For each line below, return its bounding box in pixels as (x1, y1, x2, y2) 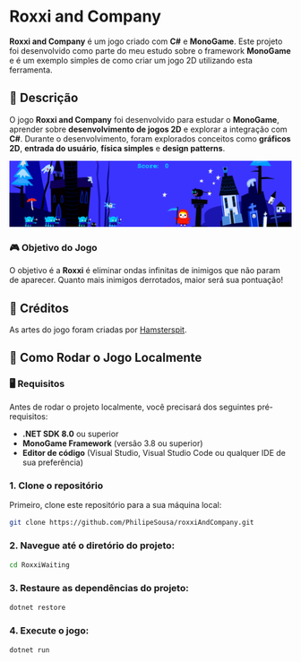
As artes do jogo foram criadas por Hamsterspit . (9, 324, 187, 335)
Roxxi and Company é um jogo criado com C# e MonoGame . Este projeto (9, 36, 283, 47)
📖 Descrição (9, 90, 79, 106)
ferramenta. (9, 64, 53, 75)
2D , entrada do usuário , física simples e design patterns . (9, 142, 226, 153)
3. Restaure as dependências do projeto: (9, 581, 190, 594)
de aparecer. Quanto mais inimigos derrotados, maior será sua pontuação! (9, 275, 284, 286)
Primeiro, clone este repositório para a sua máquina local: (9, 499, 222, 510)
